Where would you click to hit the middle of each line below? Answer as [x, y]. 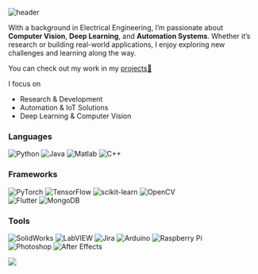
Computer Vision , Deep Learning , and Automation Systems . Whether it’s [129, 36]
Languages [31, 137]
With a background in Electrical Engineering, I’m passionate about [116, 27]
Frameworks [33, 175]
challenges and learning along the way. [72, 53]
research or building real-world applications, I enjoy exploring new [117, 44]
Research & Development [61, 99]
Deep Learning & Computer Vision [75, 116]
